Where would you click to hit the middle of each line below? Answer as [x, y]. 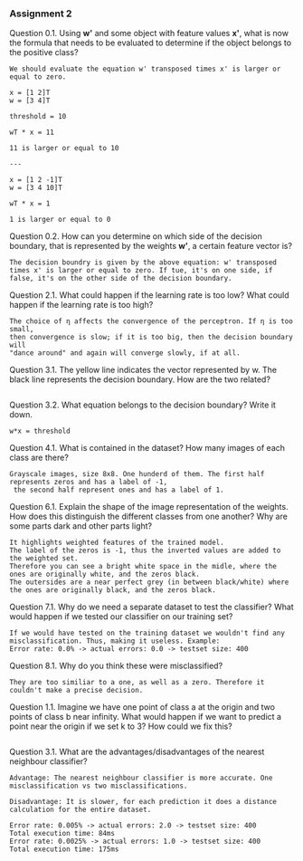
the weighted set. [44, 559]
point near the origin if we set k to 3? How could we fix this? [121, 726]
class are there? [39, 458]
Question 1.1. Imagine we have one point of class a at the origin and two [142, 707]
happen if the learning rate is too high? [81, 305]
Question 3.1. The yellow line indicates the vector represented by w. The [143, 370]
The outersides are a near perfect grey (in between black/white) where [149, 582]
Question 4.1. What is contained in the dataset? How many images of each [147, 448]
